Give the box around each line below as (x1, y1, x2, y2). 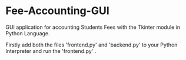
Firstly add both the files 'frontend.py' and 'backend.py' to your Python (5, 41, 178, 48)
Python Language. (5, 29, 51, 36)
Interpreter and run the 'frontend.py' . (5, 47, 97, 54)
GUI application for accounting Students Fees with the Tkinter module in (5, 24, 181, 31)
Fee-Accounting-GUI (5, 4, 109, 18)
